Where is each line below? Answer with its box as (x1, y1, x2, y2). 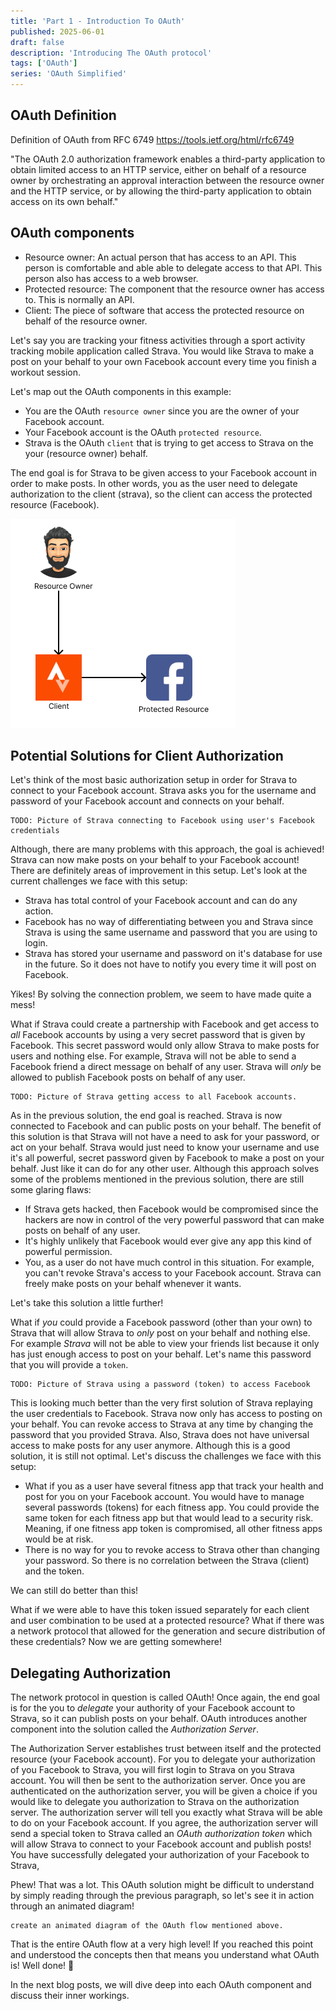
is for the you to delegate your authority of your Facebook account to (10, 1702, 296, 1714)
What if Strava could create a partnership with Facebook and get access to (10, 1018, 320, 1030)
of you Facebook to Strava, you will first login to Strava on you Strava (10, 1764, 295, 1776)
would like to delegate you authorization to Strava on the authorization (10, 1796, 300, 1808)
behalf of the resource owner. (24, 315, 148, 327)
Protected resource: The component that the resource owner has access (24, 283, 325, 295)
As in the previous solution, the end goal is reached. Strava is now (10, 1110, 283, 1122)
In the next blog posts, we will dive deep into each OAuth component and (10, 1979, 312, 1991)
